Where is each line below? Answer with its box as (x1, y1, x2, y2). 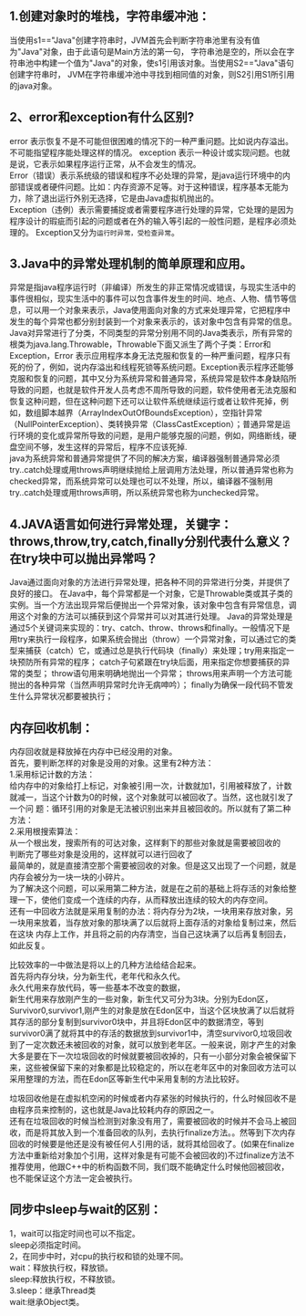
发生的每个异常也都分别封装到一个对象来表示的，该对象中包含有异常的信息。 (9, 316, 297, 327)
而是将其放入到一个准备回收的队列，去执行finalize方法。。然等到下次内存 (25, 1127, 296, 1138)
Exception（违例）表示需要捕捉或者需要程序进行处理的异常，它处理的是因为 (9, 204, 294, 214)
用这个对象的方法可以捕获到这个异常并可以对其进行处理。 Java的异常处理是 (9, 611, 293, 622)
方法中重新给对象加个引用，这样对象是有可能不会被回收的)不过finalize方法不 (9, 1150, 295, 1161)
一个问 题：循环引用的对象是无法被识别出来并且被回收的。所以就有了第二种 (9, 803, 291, 814)
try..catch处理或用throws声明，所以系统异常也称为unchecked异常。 (9, 487, 264, 498)
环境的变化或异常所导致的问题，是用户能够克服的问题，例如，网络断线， (16, 430, 289, 441)
